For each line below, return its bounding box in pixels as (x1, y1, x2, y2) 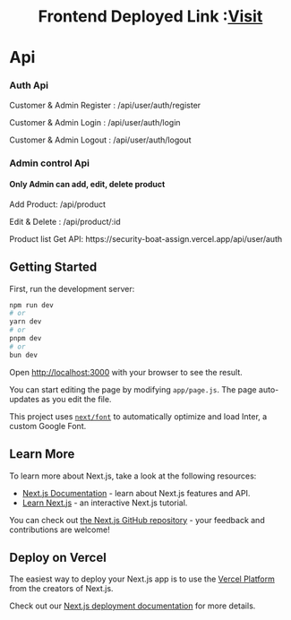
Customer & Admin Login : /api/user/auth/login (9, 116, 181, 127)
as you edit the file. (41, 393, 112, 404)
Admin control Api (9, 157, 90, 169)
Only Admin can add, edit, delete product (9, 179, 166, 190)
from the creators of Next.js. (9, 583, 114, 594)
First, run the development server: (9, 283, 135, 294)
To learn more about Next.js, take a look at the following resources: (9, 470, 257, 481)
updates (9, 393, 40, 404)
